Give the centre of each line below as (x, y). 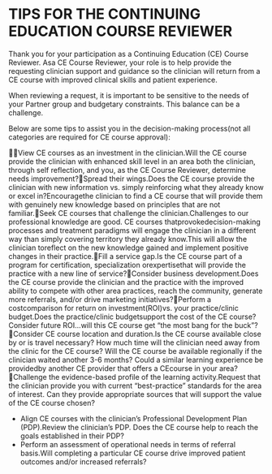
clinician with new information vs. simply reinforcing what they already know (136, 187)
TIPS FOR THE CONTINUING (105, 14)
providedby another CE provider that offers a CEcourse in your (113, 368)
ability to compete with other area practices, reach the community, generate (136, 291)
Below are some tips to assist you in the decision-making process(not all (130, 128)
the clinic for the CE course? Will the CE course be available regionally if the (135, 351)
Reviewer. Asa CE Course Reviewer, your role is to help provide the (120, 62)
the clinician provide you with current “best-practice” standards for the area (135, 386)
